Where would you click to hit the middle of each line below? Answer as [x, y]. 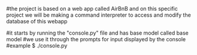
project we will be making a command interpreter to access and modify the [99, 15]
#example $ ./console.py [37, 45]
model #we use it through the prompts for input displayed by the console [96, 39]
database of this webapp [37, 21]
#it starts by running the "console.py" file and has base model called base [97, 33]
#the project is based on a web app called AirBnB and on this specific [92, 9]
